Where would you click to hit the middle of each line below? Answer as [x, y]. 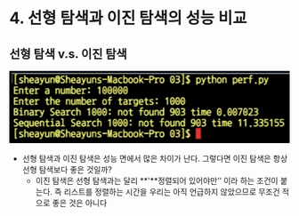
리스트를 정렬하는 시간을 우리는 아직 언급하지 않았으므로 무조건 [172, 192]
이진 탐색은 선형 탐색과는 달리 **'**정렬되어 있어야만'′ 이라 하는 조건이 [157, 181]
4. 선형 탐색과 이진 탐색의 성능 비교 [128, 18]
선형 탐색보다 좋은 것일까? [67, 170]
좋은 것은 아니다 [80, 203]
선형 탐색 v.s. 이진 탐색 [68, 54]
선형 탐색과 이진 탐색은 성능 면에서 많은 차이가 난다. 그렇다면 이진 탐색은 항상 [155, 159]
